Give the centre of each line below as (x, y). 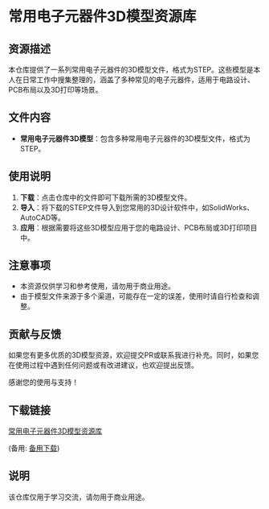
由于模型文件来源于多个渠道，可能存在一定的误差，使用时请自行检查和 (136, 296)
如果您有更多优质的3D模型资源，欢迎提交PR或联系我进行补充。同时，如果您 (134, 355)
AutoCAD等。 (43, 217)
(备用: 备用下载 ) (34, 449)
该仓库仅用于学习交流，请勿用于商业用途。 (79, 497)
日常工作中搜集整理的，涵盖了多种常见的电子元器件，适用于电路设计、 (138, 80)
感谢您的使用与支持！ (43, 383)
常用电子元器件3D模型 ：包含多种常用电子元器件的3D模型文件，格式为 (135, 139)
